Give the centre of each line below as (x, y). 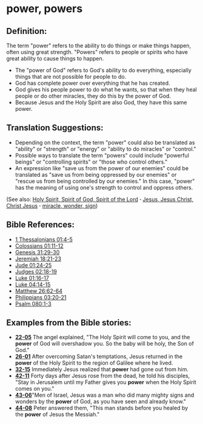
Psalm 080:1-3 (33, 303)
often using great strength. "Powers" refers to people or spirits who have (97, 52)
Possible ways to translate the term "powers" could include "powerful (102, 155)
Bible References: (40, 225)
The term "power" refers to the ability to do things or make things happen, (99, 45)
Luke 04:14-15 (33, 284)
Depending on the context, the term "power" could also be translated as (105, 142)
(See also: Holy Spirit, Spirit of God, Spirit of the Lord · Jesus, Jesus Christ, (100, 199)
